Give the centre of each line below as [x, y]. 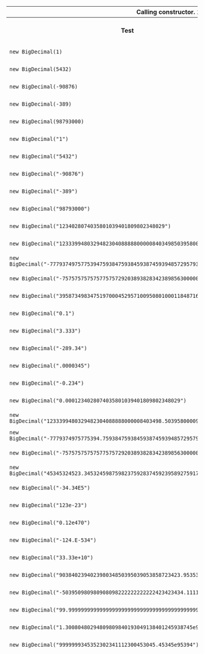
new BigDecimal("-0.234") [47, 383]
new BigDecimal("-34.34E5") [50, 488]
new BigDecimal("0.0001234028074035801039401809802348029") [98, 401]
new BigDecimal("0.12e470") [50, 523]
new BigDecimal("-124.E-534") [53, 540]
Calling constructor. [166, 12]
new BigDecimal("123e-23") [48, 505]
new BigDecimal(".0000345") [50, 366]
